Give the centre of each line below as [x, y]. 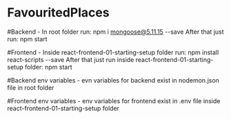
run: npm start [27, 39]
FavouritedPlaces [58, 13]
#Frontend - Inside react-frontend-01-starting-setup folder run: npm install [113, 52]
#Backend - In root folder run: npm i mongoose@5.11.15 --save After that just [115, 32]
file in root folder [31, 87]
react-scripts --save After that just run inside [71, 59]
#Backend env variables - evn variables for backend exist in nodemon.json [113, 80]
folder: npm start [48, 67]
